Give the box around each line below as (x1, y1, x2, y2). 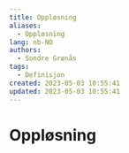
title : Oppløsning (9, 12, 77, 22)
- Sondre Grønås (17, 54, 77, 63)
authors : (9, 46, 42, 55)
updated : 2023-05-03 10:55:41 (9, 87, 121, 96)
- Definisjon (17, 71, 65, 80)
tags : (9, 63, 29, 72)
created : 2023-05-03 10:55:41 (9, 79, 121, 88)
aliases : (9, 21, 42, 30)
